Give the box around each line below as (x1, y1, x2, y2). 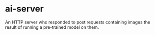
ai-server (5, 3, 44, 14)
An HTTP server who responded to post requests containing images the (5, 19, 151, 25)
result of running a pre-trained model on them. (5, 24, 99, 30)
